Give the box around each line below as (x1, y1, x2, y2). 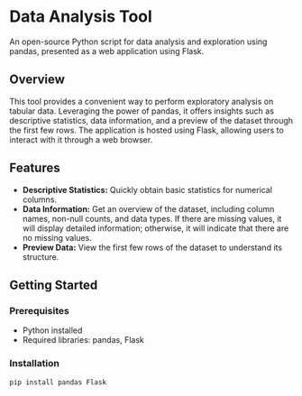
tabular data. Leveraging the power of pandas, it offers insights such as (9, 106, 275, 116)
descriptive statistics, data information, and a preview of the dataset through (9, 115, 294, 125)
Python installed (22, 325, 83, 336)
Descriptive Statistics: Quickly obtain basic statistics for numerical (22, 184, 273, 195)
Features (9, 161, 60, 176)
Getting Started (9, 277, 98, 292)
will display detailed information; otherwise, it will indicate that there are (22, 223, 289, 234)
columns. (22, 194, 57, 205)
